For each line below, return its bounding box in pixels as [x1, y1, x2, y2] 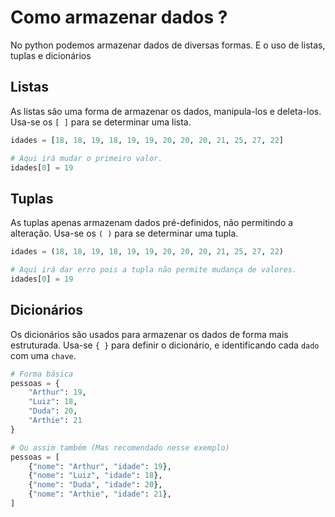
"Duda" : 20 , [28, 406, 78, 416]
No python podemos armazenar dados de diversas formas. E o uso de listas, [10, 39, 326, 51]
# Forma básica [10, 369, 74, 379]
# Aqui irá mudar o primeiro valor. [10, 153, 163, 163]
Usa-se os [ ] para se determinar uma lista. [10, 116, 192, 128]
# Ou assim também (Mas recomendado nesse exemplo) [10, 442, 230, 453]
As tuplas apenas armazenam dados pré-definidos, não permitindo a [10, 217, 294, 229]
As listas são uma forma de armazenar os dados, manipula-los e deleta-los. [10, 105, 322, 117]
